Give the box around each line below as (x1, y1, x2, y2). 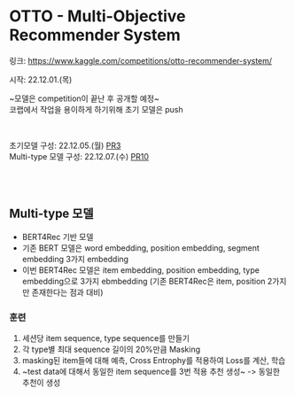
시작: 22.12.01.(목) (9, 74, 73, 85)
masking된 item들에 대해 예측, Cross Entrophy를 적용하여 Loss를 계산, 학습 (21, 355, 286, 366)
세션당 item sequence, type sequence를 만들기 (21, 333, 190, 344)
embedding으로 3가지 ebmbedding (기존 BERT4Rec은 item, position (21, 276, 266, 286)
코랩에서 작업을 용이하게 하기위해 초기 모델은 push (9, 104, 183, 114)
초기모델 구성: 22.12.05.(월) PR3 (9, 140, 121, 151)
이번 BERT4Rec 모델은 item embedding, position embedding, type (21, 264, 260, 276)
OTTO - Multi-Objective (9, 6, 186, 27)
